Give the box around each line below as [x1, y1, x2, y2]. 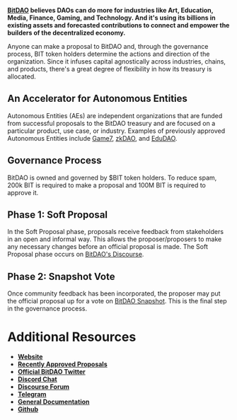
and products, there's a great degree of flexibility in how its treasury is [7, 65, 212, 73]
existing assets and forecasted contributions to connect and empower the [7, 21, 230, 29]
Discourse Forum [17, 383, 69, 391]
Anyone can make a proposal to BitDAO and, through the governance [7, 42, 209, 50]
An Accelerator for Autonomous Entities [7, 93, 187, 105]
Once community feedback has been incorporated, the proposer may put [7, 289, 221, 298]
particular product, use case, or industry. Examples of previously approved [7, 127, 225, 135]
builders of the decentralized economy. [7, 28, 126, 37]
